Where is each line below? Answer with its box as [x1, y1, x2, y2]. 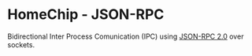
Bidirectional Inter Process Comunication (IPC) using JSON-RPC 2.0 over [7, 32, 244, 41]
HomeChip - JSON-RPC [7, 6, 165, 24]
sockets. [7, 39, 35, 49]
